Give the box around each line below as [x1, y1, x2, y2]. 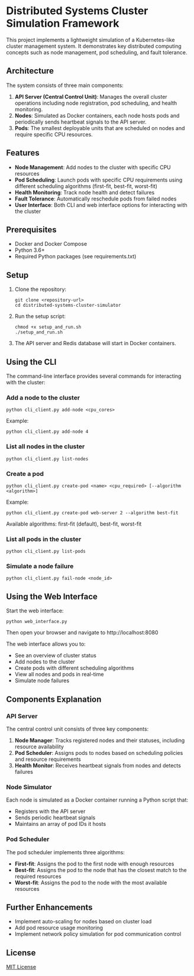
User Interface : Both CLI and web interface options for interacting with [14, 201, 187, 208]
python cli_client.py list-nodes [6, 456, 89, 462]
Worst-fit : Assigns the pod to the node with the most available [14, 879, 167, 886]
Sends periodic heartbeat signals [14, 814, 96, 821]
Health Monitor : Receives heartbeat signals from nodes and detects [14, 761, 182, 769]
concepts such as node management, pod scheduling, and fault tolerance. [6, 48, 187, 56]
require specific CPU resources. [14, 131, 93, 138]
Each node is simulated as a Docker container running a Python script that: [6, 796, 188, 803]
